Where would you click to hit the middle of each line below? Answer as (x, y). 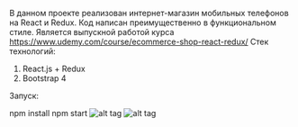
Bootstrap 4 (44, 78)
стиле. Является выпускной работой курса (92, 32)
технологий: (32, 51)
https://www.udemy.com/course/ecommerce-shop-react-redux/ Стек (139, 41)
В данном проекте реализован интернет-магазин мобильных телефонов (149, 13)
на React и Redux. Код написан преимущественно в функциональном (143, 23)
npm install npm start (49, 113)
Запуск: (24, 95)
